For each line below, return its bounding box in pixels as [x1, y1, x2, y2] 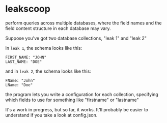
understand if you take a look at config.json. [5, 112, 98, 118]
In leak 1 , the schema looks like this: [5, 45, 82, 51]
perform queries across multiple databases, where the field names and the [5, 20, 162, 26]
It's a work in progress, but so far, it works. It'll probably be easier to [5, 106, 149, 112]
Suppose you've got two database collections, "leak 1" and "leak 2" [5, 35, 147, 41]
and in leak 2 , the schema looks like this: [5, 68, 92, 74]
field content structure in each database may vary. [5, 25, 111, 31]
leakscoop [5, 3, 51, 15]
